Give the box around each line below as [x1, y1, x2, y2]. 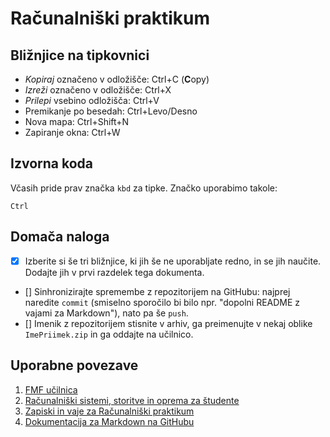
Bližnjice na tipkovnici [10, 47, 150, 64]
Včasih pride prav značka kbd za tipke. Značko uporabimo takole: [10, 182, 278, 194]
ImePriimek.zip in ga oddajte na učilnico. [24, 328, 194, 340]
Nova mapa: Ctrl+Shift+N [24, 116, 130, 127]
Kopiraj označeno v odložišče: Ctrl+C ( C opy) [24, 73, 210, 85]
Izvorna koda [10, 155, 93, 172]
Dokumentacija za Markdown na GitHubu [24, 415, 195, 427]
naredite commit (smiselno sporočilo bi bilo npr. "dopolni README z [24, 296, 301, 308]
